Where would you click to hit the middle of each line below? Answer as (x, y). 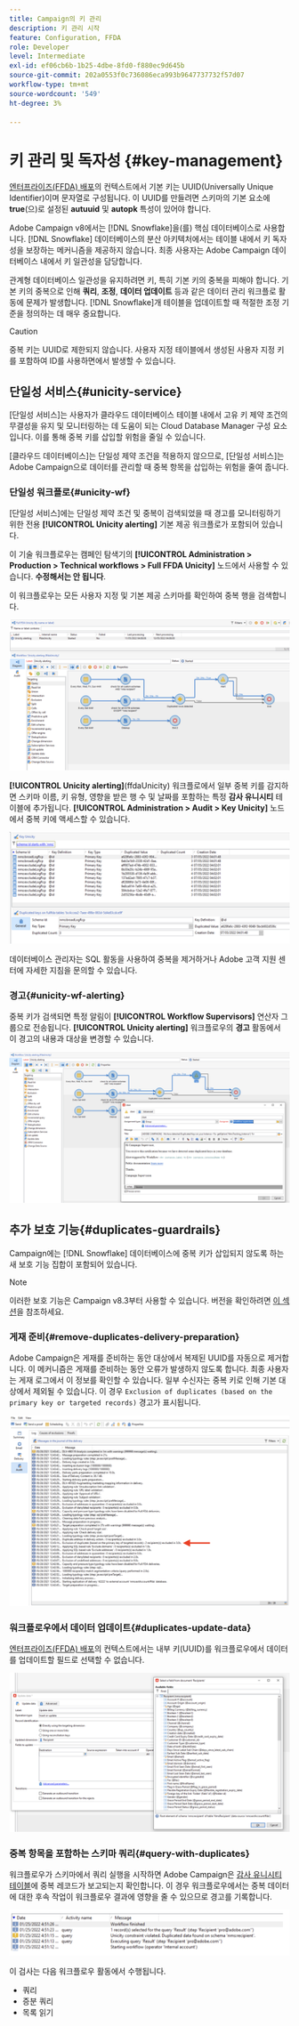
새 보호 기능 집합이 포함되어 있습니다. (73, 1264)
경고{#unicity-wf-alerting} (67, 995)
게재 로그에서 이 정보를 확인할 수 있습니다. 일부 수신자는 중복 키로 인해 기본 (148, 1380)
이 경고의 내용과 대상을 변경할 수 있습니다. (81, 1039)
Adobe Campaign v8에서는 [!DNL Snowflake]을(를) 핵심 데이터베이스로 (135, 228)
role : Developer (39, 47)
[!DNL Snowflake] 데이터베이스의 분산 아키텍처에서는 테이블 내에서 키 (149, 239)
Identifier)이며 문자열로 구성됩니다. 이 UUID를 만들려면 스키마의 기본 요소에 (140, 198)
